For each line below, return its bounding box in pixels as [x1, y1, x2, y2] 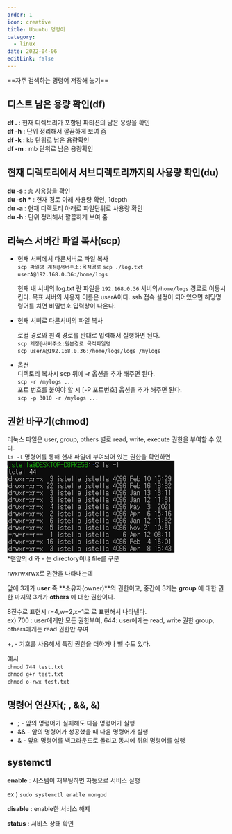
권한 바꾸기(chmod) [7, 415, 90, 427]
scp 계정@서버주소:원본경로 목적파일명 [17, 340, 111, 347]
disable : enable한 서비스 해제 [7, 804, 91, 812]
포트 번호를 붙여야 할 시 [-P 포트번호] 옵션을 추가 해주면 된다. [17, 386, 182, 394]
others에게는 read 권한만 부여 [7, 625, 89, 634]
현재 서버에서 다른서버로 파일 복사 [17, 255, 109, 263]
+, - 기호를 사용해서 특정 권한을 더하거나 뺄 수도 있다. [7, 640, 151, 648]
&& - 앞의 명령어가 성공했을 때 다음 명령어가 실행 [17, 727, 149, 736]
